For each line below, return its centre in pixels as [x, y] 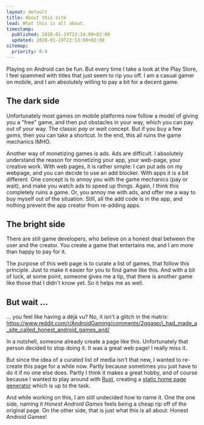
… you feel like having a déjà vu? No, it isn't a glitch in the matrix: [88, 317]
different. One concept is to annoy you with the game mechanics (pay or [97, 179]
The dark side [33, 101]
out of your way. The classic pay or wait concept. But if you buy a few [94, 128]
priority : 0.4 [30, 52]
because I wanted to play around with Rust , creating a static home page [97, 379]
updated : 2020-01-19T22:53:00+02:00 [58, 40]
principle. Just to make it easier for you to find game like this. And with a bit [101, 270]
